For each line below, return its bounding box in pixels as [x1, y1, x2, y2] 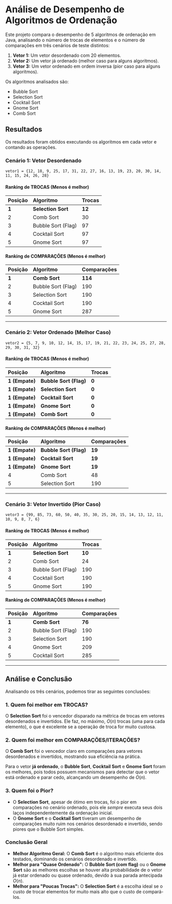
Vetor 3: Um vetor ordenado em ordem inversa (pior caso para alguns [12, 63, 160, 69]
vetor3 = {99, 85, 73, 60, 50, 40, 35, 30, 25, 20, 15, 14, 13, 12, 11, [5, 512, 164, 518]
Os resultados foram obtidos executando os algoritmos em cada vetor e [5, 138, 157, 145]
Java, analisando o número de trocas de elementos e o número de [5, 37, 145, 43]
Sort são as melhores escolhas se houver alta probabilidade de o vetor [12, 867, 162, 873]
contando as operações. [5, 144, 57, 150]
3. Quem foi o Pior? [5, 787, 54, 794]
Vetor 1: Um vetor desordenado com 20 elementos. [12, 52, 121, 58]
